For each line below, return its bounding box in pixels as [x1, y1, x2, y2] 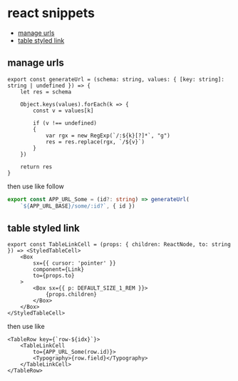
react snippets [7, 5, 95, 21]
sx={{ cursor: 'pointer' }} [33, 260, 116, 267]
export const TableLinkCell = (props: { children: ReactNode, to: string [7, 241, 232, 248]
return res [20, 163, 53, 171]
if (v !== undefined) [33, 119, 98, 126]
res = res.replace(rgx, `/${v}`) [45, 138, 145, 146]
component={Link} [33, 266, 84, 273]
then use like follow [7, 182, 64, 190]
